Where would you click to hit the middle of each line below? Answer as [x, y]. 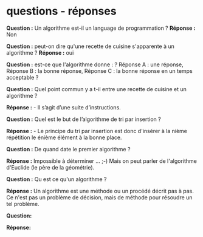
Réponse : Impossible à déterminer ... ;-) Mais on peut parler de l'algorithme [102, 161]
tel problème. [23, 204]
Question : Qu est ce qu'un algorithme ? [57, 179]
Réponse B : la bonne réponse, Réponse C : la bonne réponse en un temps [99, 70]
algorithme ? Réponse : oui [40, 52]
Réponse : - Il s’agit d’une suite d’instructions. [64, 107]
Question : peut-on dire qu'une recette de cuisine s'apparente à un [91, 46]
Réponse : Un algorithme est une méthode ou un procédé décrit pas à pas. [100, 191]
